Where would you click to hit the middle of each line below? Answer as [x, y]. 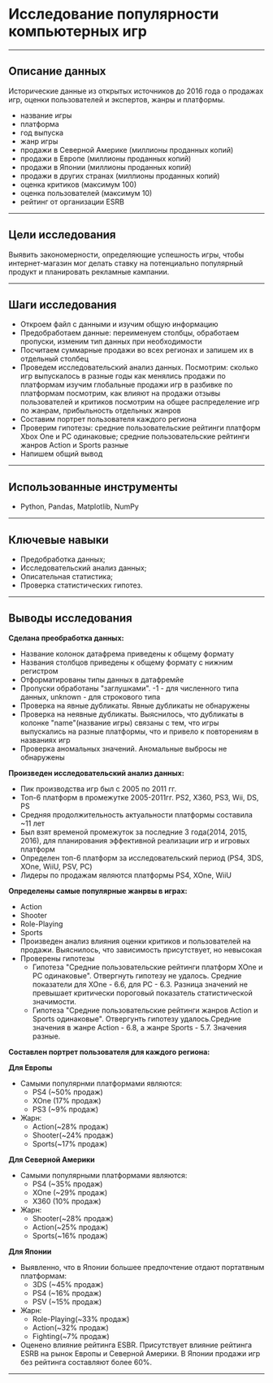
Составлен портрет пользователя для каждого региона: [109, 1051]
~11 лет [32, 823]
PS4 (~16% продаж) [67, 1293]
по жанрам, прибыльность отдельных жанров [100, 410]
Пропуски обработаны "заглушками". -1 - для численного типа [130, 688]
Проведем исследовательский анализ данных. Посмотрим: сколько [139, 367]
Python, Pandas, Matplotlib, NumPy [80, 507]
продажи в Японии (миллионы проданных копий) [106, 167]
